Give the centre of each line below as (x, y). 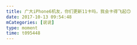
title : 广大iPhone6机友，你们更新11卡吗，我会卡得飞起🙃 (68, 11)
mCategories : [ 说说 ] (30, 22)
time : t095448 (23, 33)
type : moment (22, 28)
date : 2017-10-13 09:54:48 (39, 17)
